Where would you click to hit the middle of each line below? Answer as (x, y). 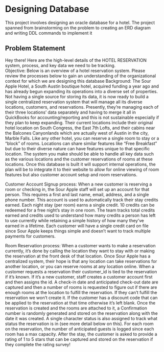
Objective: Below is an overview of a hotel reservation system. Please (75, 70)
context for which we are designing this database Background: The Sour (78, 81)
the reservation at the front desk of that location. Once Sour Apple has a (78, 256)
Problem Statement (35, 48)
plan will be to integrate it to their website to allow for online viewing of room (82, 169)
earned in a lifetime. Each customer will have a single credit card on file (77, 226)
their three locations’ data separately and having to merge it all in (70, 112)
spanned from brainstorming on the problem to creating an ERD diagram (78, 27)
